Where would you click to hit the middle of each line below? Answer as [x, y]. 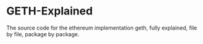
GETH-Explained [50, 11]
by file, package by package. [43, 34]
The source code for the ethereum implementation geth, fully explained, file [102, 28]
